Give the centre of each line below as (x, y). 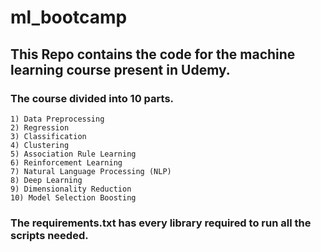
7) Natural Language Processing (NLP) (91, 171)
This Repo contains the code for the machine (153, 54)
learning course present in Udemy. (120, 69)
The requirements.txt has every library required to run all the (161, 223)
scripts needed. (49, 235)
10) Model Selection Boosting (73, 197)
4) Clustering (40, 145)
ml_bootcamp (69, 17)
